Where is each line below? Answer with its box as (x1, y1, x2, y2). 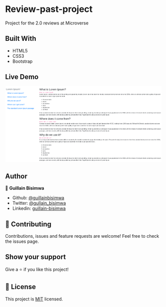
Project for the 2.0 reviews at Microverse (5, 20, 88, 26)
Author (5, 172, 27, 180)
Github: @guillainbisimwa (12, 195, 65, 201)
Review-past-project (5, 3, 93, 15)
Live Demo (5, 73, 39, 81)
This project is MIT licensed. (5, 296, 63, 302)
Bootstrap (12, 58, 33, 64)
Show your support (5, 253, 66, 261)
